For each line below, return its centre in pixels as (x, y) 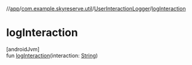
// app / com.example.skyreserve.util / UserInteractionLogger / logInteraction (96, 9)
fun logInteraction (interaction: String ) (52, 55)
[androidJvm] (23, 49)
